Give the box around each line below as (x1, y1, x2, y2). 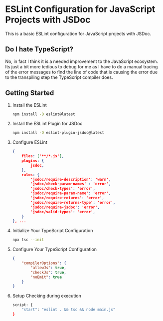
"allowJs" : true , (30, 265, 66, 270)
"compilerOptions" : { (21, 261, 66, 266)
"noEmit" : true (30, 275, 62, 280)
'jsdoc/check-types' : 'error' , (30, 186, 96, 191)
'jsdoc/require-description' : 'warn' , (30, 177, 111, 182)
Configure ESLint (12, 139, 47, 145)
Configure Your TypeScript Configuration (12, 246, 97, 253)
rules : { (21, 172, 40, 177)
